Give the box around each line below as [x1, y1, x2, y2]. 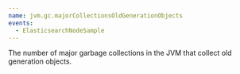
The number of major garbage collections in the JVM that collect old [8, 49, 232, 58]
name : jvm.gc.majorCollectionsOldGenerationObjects [8, 11, 183, 20]
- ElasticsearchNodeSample [15, 26, 105, 34]
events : [8, 19, 34, 27]
